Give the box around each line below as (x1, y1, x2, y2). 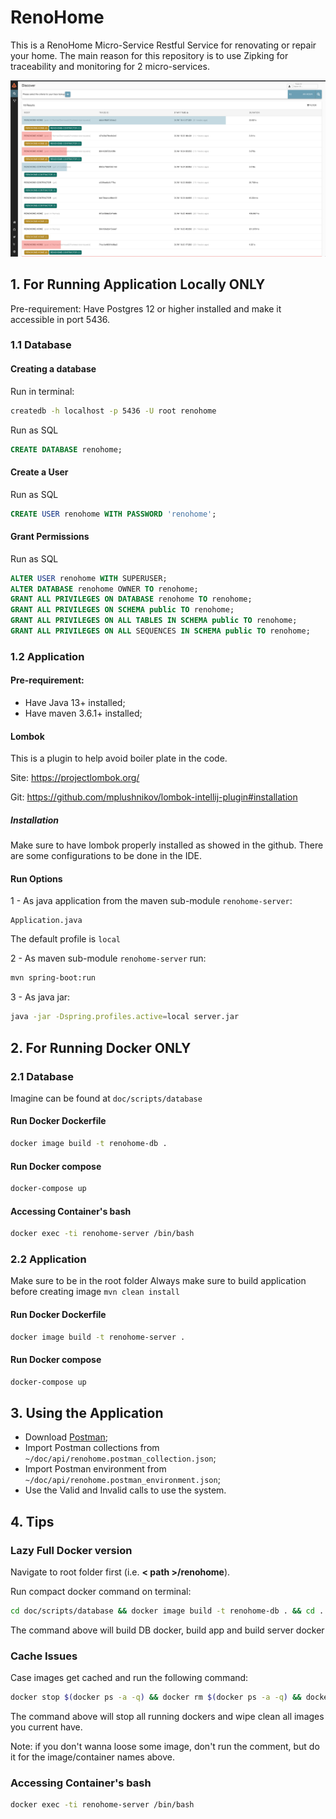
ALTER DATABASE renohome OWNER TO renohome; (10, 584, 199, 594)
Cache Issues (10, 1649, 78, 1663)
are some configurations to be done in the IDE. (10, 850, 202, 862)
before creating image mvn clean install (10, 1286, 180, 1298)
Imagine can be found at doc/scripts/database (10, 1092, 203, 1104)
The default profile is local (10, 933, 121, 945)
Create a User (10, 466, 69, 478)
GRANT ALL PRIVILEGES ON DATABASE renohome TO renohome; (10, 594, 253, 605)
